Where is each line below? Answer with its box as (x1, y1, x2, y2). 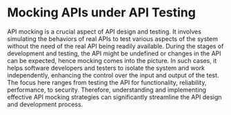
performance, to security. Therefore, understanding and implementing (7, 86, 207, 94)
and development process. (7, 100, 83, 108)
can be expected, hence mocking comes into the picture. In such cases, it (7, 56, 217, 64)
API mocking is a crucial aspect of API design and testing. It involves (7, 27, 202, 36)
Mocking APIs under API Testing (7, 5, 197, 21)
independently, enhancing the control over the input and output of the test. (7, 71, 219, 79)
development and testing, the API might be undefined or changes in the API (7, 49, 221, 57)
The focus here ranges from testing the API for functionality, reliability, (7, 78, 207, 86)
